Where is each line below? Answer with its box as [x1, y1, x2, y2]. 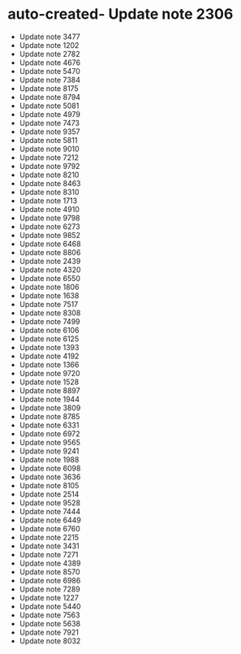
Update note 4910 [19, 204, 80, 214]
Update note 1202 [19, 40, 80, 50]
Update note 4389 [19, 558, 82, 568]
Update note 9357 [19, 127, 80, 136]
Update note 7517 [19, 299, 79, 309]
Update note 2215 [19, 532, 80, 542]
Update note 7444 [19, 506, 81, 516]
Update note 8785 [19, 411, 80, 421]
